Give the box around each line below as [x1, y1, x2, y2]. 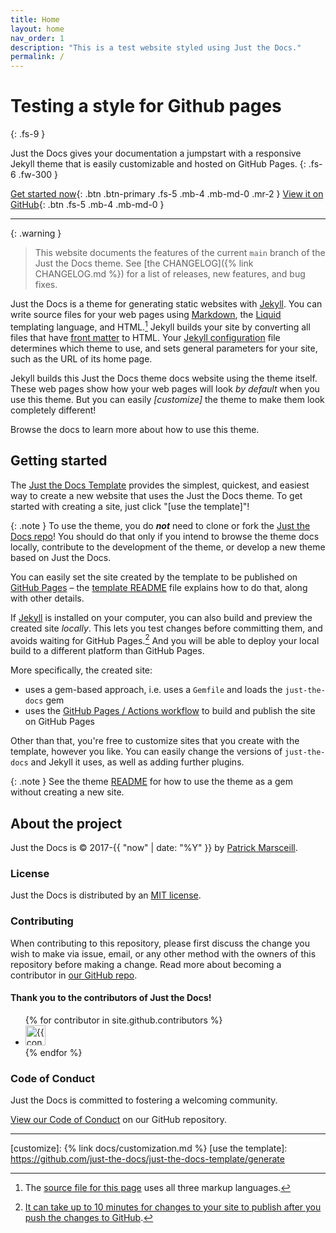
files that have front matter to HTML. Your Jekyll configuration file [10, 331, 281, 343]
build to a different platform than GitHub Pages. [10, 645, 205, 657]
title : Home [10, 14, 60, 25]
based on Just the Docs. [10, 551, 112, 563]
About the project [10, 815, 123, 832]
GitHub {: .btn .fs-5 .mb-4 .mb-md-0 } [10, 199, 165, 211]
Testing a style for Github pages [10, 95, 282, 118]
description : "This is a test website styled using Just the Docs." [10, 42, 302, 53]
